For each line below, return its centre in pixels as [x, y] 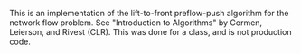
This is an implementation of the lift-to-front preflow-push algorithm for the [149, 13]
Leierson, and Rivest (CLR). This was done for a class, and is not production [150, 32]
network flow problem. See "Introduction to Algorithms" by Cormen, [136, 22]
